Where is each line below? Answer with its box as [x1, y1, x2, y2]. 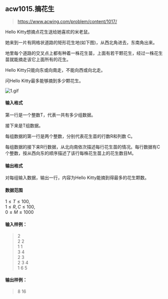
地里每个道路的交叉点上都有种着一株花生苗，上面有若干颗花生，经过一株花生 [5, 50, 163, 56]
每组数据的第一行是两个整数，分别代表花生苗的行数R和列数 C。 [5, 133, 135, 139]
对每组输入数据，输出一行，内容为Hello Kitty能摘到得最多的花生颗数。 [5, 175, 149, 181]
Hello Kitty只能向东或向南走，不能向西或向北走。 [5, 67, 105, 73]
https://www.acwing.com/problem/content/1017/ [17, 18, 117, 24]
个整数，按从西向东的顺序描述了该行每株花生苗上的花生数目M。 [5, 150, 136, 157]
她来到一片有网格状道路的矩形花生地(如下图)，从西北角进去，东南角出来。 [5, 39, 157, 45]
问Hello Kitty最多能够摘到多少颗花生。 [5, 77, 83, 84]
